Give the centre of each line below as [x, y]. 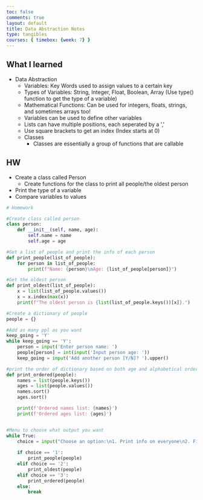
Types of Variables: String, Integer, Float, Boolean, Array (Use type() [109, 92]
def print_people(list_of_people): [51, 258]
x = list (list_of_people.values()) [62, 292]
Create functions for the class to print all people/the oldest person [106, 184]
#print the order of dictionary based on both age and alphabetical [94, 369]
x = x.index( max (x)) [43, 297]
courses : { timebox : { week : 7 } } [48, 40]
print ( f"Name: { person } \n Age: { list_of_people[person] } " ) [102, 269]
